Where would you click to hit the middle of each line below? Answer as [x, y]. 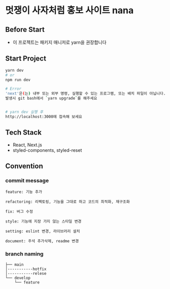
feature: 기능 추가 [24, 192]
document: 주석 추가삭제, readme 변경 [42, 241]
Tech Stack [23, 133]
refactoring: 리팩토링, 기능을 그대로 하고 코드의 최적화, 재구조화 [68, 202]
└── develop [18, 278]
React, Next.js [27, 145]
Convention [24, 166]
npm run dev [18, 80]
